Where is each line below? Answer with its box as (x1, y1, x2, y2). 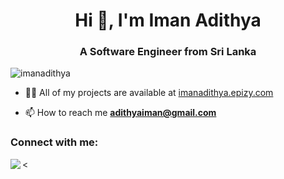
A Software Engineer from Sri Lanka (79, 45, 257, 59)
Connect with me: (10, 135, 99, 149)
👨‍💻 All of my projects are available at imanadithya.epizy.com (24, 87, 274, 99)
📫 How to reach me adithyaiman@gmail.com (24, 107, 217, 119)
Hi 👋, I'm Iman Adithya (74, 9, 262, 32)
